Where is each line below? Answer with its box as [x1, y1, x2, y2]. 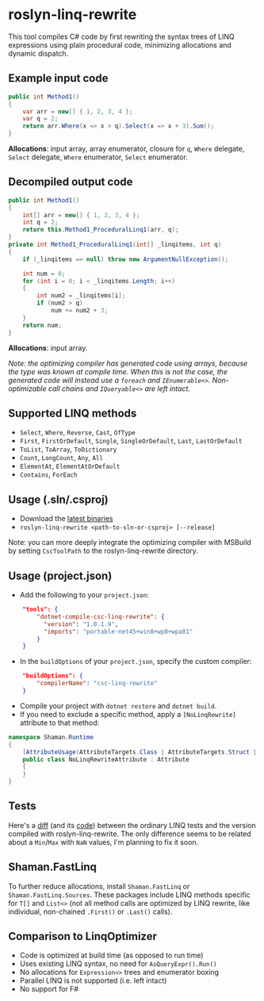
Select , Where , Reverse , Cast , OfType [19, 428, 136, 437]
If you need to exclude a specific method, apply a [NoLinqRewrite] [19, 709, 236, 719]
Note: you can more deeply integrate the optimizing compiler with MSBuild [8, 538, 251, 547]
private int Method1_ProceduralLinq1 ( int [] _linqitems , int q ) [8, 240, 222, 249]
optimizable [8, 383, 47, 393]
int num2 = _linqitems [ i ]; [36, 292, 126, 300]
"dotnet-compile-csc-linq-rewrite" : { [36, 612, 165, 620]
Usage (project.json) [8, 569, 113, 582]
